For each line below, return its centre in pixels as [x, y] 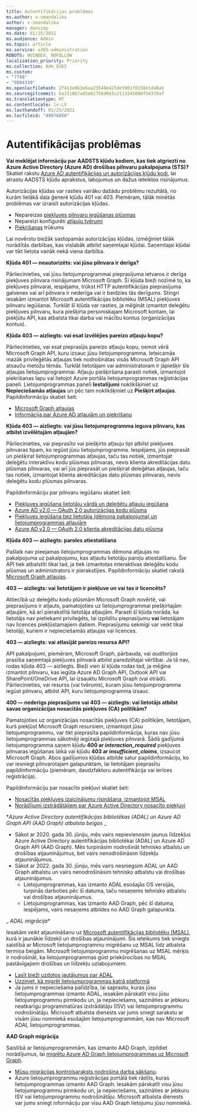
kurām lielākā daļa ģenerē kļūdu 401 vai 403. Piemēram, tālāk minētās [91, 197]
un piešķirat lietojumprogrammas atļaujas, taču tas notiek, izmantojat [89, 456]
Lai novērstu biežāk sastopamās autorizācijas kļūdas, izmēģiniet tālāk [90, 239]
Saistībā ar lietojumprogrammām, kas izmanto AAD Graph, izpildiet [87, 1048]
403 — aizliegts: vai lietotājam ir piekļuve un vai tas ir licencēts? [86, 588]
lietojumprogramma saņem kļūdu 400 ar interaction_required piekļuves [94, 745]
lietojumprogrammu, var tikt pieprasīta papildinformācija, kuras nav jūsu [93, 733]
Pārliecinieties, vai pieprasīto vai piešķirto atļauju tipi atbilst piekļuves [90, 444]
